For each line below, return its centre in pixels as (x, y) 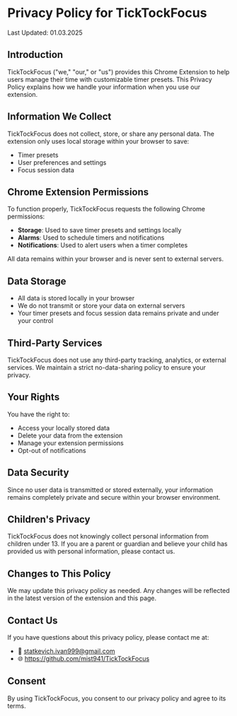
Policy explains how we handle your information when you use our (104, 87)
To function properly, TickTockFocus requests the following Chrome (106, 209)
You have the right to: (39, 414)
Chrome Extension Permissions (78, 192)
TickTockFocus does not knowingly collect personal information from (108, 536)
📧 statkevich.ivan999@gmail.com (66, 651)
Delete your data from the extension (70, 435)
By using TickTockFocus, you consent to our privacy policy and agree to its (117, 698)
